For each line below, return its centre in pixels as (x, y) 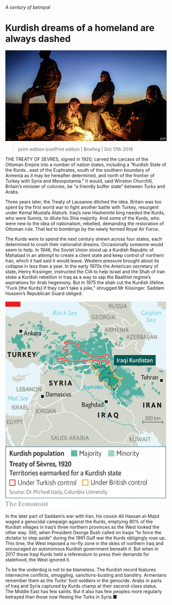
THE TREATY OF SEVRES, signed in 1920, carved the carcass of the (77, 159)
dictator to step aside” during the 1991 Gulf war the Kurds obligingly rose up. (86, 538)
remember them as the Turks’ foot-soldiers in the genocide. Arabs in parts (84, 581)
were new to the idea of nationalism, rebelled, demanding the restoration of (85, 224)
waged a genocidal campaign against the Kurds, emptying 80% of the (79, 522)
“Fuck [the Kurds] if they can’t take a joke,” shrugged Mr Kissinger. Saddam (85, 288)
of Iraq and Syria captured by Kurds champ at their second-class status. (81, 586)
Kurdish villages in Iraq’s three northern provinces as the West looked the (82, 527)
